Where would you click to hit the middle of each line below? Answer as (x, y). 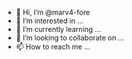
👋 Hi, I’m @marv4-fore (53, 12)
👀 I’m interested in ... (50, 21)
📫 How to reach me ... (53, 47)
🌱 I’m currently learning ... (58, 29)
